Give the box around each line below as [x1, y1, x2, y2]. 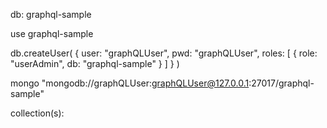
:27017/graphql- [248, 77, 315, 89]
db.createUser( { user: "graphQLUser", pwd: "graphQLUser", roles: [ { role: [10, 47, 318, 59]
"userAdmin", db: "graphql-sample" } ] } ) [10, 58, 180, 69]
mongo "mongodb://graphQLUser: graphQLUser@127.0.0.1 [10, 77, 250, 89]
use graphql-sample [10, 28, 94, 39]
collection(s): [10, 107, 65, 119]
